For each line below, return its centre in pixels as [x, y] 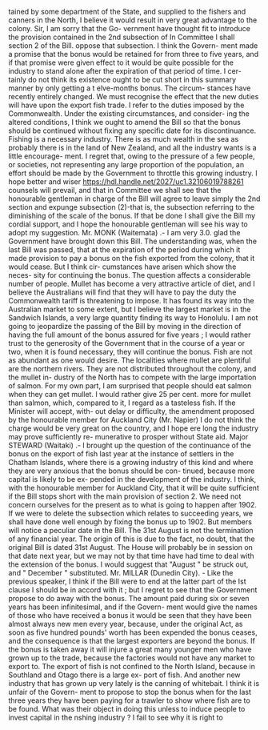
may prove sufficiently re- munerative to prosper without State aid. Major [128, 437]
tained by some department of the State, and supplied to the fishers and [127, 12]
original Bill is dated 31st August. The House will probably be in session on [131, 547]
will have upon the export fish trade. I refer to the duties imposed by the [126, 105]
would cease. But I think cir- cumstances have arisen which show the [122, 267]
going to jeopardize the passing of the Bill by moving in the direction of [125, 326]
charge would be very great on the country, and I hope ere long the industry [133, 428]
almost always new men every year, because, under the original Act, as [126, 624]
